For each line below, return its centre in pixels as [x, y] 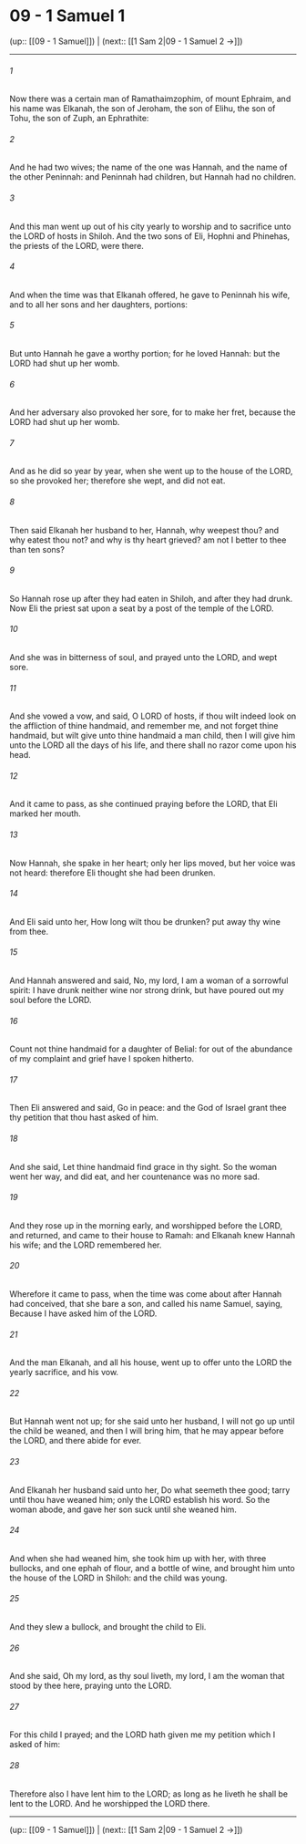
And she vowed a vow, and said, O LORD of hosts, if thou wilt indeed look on [153, 716]
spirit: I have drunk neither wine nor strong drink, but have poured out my [147, 989]
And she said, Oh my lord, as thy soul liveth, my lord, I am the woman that [147, 1676]
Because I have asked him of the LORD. [83, 1313]
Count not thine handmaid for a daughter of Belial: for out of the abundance [151, 1049]
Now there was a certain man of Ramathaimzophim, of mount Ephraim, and [150, 99]
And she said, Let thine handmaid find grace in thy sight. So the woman [143, 1166]
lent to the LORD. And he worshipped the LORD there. [110, 1803]
